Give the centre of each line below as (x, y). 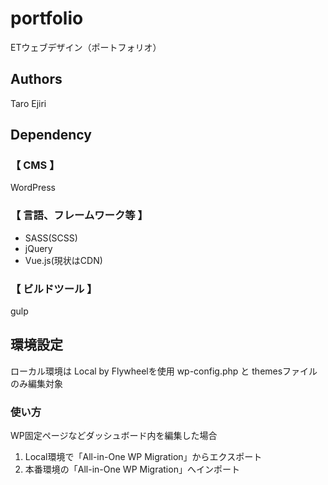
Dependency (51, 135)
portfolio (47, 18)
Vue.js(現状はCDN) (63, 260)
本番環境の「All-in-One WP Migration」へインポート (132, 469)
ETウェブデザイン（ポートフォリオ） (86, 47)
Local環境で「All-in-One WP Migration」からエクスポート (143, 457)
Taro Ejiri (28, 103)
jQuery (38, 248)
